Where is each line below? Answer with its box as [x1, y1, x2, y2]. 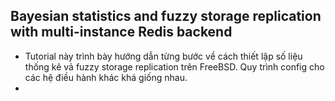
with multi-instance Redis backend [10, 24, 233, 41]
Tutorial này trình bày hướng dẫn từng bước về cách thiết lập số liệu [24, 50, 303, 62]
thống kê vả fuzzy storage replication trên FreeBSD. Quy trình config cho [24, 60, 325, 73]
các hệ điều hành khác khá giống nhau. [24, 71, 188, 83]
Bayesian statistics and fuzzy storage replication [10, 8, 322, 25]
